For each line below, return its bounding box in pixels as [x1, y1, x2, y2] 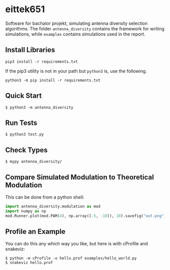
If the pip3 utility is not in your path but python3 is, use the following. [5, 68, 147, 74]
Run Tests [5, 118, 37, 127]
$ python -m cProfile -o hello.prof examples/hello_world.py [5, 256, 137, 261]
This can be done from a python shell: [5, 194, 84, 200]
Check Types [5, 146, 48, 154]
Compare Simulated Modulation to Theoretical [5, 173, 154, 182]
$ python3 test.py [5, 132, 44, 137]
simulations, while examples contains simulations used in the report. [5, 31, 146, 37]
